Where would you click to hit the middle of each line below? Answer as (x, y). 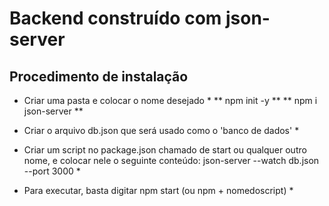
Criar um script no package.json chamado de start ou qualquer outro (165, 150)
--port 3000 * (52, 171)
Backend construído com (115, 18)
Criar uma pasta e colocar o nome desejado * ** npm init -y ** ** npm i (170, 100)
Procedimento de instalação (99, 76)
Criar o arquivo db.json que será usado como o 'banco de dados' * (161, 130)
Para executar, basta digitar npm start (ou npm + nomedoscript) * (158, 190)
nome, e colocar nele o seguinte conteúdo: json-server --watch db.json (171, 160)
